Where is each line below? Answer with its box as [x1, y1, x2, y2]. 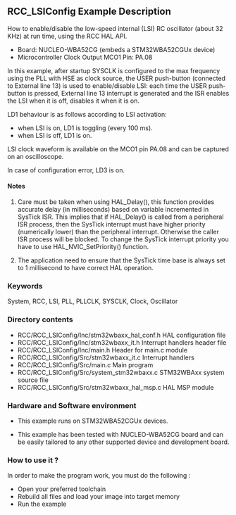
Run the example [17, 500, 67, 509]
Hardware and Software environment [7, 400, 137, 410]
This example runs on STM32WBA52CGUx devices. [17, 417, 168, 425]
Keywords [7, 281, 43, 291]
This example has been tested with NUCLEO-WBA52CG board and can [17, 430, 224, 438]
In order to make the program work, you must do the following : [7, 471, 191, 480]
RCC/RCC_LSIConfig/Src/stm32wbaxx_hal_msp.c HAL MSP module [17, 383, 214, 391]
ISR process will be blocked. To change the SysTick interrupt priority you [17, 235, 229, 243]
